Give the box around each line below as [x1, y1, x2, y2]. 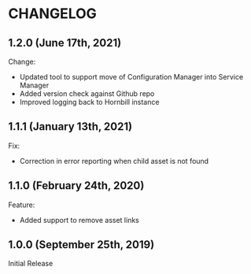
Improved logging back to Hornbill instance [19, 98, 160, 106]
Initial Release [8, 259, 54, 268]
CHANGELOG [8, 5, 97, 23]
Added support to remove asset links [19, 215, 139, 224]
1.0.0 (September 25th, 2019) [8, 238, 155, 252]
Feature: [8, 200, 35, 209]
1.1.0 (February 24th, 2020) [8, 179, 145, 193]
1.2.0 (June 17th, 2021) [8, 36, 122, 50]
